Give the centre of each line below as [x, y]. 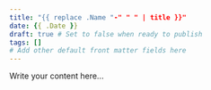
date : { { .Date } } [44, 26]
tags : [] [26, 42]
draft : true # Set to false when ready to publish [106, 34]
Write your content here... [57, 76]
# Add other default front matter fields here [98, 51]
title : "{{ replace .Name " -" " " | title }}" [98, 17]
